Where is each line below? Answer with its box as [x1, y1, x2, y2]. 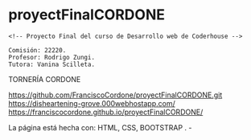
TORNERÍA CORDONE [8, 74, 81, 84]
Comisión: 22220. [8, 46, 67, 54]
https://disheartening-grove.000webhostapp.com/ [8, 98, 175, 108]
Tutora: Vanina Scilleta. [8, 60, 95, 68]
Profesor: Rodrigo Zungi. [8, 53, 95, 61]
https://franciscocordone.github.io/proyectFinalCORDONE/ [8, 107, 204, 117]
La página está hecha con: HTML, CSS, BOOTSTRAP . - [8, 122, 192, 132]
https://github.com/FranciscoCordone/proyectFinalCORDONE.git [8, 90, 223, 100]
